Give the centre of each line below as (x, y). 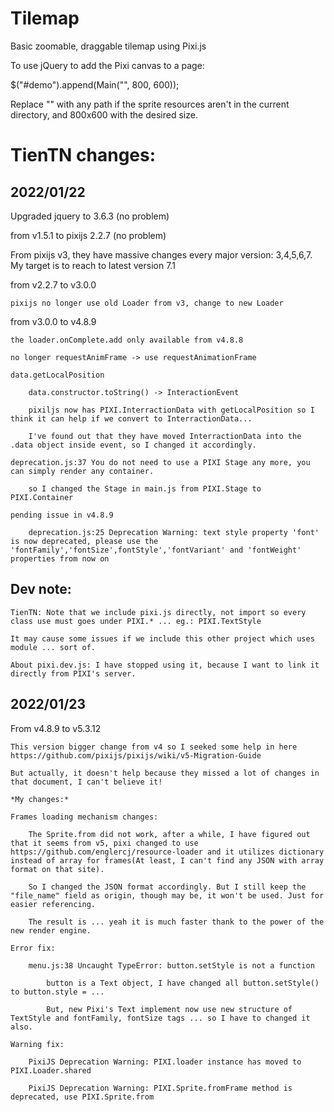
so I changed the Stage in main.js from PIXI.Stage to (145, 488)
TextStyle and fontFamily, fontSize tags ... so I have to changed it (160, 1018)
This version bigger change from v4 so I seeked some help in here (154, 747)
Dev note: (41, 589)
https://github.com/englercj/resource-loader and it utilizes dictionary (167, 852)
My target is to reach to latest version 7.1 (93, 265)
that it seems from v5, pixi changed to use (104, 843)
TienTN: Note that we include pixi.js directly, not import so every (158, 612)
